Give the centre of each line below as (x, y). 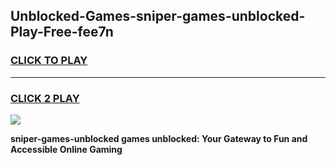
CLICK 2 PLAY (45, 98)
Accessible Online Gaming (66, 149)
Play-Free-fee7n (62, 32)
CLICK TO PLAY (49, 61)
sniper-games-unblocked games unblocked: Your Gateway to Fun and (159, 138)
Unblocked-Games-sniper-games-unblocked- (158, 16)
